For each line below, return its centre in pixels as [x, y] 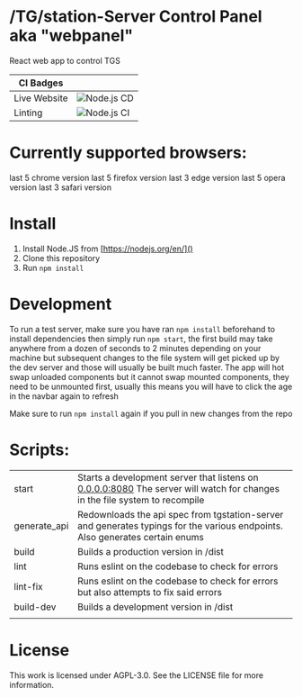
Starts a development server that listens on [168, 477]
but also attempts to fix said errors [150, 592]
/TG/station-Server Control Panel [136, 17]
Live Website [41, 98]
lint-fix [28, 586]
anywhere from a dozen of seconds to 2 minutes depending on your [135, 348]
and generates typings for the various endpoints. [180, 526]
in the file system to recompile [141, 500]
